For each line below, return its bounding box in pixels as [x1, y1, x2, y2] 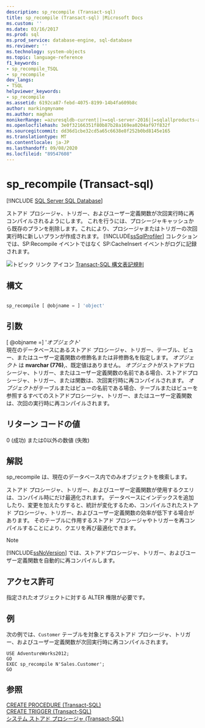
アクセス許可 [6, 576, 54, 586]
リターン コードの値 [6, 419, 81, 430]
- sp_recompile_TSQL [6, 65, 59, 72]
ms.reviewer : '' [6, 43, 48, 49]
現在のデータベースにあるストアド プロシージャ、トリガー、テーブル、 [6, 346, 183, 353]
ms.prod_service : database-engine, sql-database [6, 37, 132, 43]
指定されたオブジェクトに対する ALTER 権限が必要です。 [6, 594, 148, 601]
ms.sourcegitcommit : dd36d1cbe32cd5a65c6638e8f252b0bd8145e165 [6, 128, 171, 134]
